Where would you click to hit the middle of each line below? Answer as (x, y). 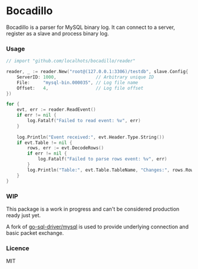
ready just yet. (24, 215)
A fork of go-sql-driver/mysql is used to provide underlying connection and (97, 227)
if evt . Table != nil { (44, 143)
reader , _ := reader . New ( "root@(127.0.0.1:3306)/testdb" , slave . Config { (97, 72)
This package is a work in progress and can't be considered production (93, 209)
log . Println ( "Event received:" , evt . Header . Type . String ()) (91, 137)
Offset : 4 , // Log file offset (80, 88)
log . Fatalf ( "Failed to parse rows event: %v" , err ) (102, 159)
